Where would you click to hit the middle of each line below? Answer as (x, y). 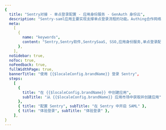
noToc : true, (23, 60)
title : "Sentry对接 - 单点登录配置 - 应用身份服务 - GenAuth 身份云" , (77, 14)
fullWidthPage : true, (31, 70)
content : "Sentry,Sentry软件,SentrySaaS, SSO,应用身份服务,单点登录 (90, 42)
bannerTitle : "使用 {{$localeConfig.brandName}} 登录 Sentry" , (74, 74)
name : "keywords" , (41, 38)
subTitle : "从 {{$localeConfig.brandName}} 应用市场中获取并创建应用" (92, 97)
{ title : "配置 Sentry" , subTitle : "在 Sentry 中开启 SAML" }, (82, 106)
